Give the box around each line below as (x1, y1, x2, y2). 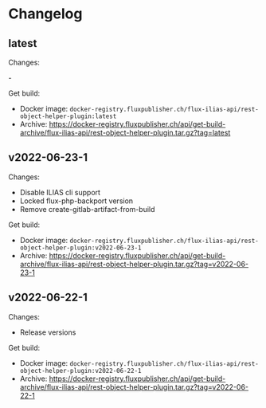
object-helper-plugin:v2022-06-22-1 (19, 367, 142, 375)
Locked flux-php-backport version (19, 196, 134, 206)
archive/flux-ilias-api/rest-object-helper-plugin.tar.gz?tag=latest (19, 128, 231, 137)
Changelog (8, 5, 83, 23)
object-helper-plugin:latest (19, 112, 117, 120)
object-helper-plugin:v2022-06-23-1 (19, 244, 142, 252)
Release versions (19, 328, 76, 337)
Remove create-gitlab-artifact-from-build (19, 204, 155, 214)
